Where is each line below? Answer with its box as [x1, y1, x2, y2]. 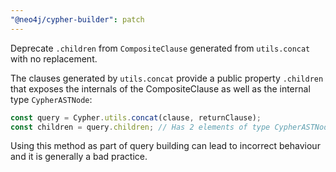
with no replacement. [10, 52, 98, 65]
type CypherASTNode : [10, 93, 93, 105]
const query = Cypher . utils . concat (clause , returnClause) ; [10, 112, 262, 123]
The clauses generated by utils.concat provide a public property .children [10, 72, 324, 84]
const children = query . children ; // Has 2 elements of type [10, 122, 271, 132]
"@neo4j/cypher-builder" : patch [10, 14, 145, 25]
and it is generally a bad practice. [10, 151, 148, 163]
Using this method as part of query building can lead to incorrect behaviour [10, 140, 321, 152]
